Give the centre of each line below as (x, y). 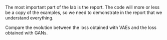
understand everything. (29, 18)
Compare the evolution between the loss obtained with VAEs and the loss (81, 27)
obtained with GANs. (27, 33)
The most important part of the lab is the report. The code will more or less (82, 7)
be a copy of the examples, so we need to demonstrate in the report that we (84, 12)
